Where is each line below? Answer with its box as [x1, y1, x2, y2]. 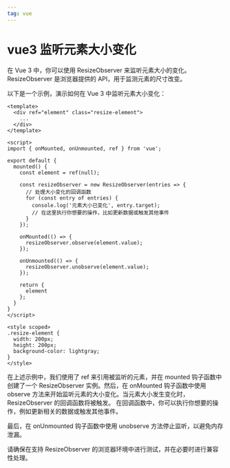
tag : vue [7, 10, 32, 17]
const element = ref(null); [19, 169, 100, 176]
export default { [7, 157, 57, 164]
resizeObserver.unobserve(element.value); [25, 263, 149, 270]
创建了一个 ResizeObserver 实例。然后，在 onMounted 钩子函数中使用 [7, 381, 207, 390]
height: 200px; [13, 341, 57, 348]
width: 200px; [13, 335, 54, 343]
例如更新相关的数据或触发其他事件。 [19, 407, 122, 415]
